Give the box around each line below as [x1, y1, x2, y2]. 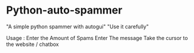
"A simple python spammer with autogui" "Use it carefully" [6, 23, 149, 30]
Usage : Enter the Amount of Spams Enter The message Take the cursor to [6, 34, 188, 41]
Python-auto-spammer [6, 4, 122, 17]
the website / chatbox [6, 41, 59, 48]
